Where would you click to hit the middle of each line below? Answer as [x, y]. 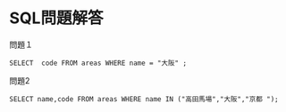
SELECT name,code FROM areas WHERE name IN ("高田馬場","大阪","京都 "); [144, 99]
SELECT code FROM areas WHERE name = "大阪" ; [98, 63]
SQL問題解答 [56, 18]
